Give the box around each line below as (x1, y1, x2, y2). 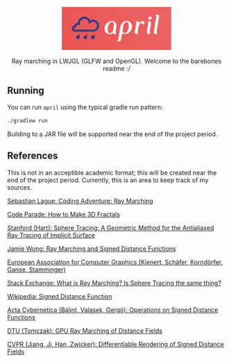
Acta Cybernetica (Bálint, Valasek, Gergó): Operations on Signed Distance (7, 306, 219, 314)
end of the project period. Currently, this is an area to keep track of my (7, 176, 209, 184)
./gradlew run (7, 117, 49, 124)
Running (7, 84, 45, 97)
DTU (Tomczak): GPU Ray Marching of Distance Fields (7, 327, 163, 335)
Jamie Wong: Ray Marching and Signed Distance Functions (7, 244, 176, 253)
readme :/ (103, 65, 130, 73)
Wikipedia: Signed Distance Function (7, 292, 112, 300)
